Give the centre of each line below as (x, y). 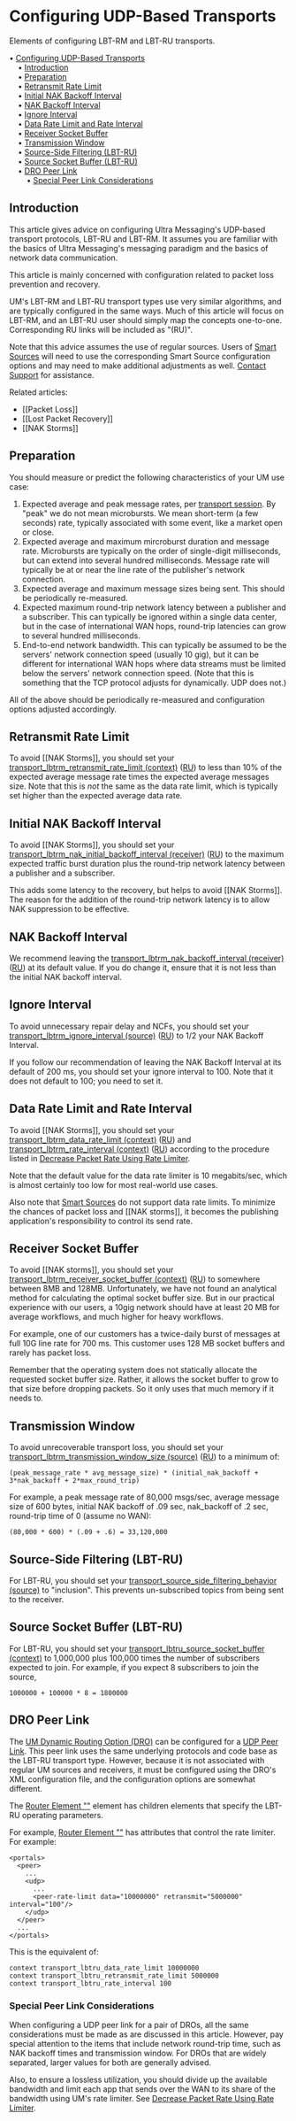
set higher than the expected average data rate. (96, 796)
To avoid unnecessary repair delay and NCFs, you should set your (129, 1026)
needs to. (27, 1398)
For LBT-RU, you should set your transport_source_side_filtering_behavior (143, 1581)
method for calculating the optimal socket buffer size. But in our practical (142, 1298)
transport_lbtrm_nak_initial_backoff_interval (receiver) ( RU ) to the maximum (147, 854)
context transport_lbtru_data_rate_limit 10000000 (104, 1968)
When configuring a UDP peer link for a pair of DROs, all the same (129, 2025)
